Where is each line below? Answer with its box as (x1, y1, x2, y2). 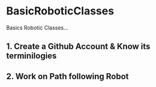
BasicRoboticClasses (6, 4, 115, 18)
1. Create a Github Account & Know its (6, 41, 151, 52)
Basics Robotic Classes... (6, 24, 69, 31)
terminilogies (6, 51, 57, 61)
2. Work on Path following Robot (6, 71, 129, 82)
